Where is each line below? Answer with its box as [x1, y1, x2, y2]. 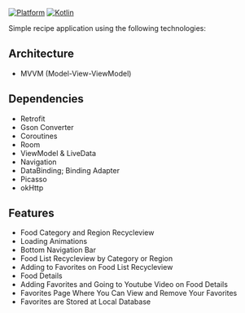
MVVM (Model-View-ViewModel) [20, 68, 132, 78]
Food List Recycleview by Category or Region [20, 254, 173, 263]
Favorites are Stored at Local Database [20, 297, 151, 306]
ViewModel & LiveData [20, 148, 96, 158]
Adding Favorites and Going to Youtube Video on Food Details [20, 280, 228, 289]
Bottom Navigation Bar [20, 245, 96, 255]
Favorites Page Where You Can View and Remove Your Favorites [20, 289, 238, 298]
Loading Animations [20, 237, 88, 246]
